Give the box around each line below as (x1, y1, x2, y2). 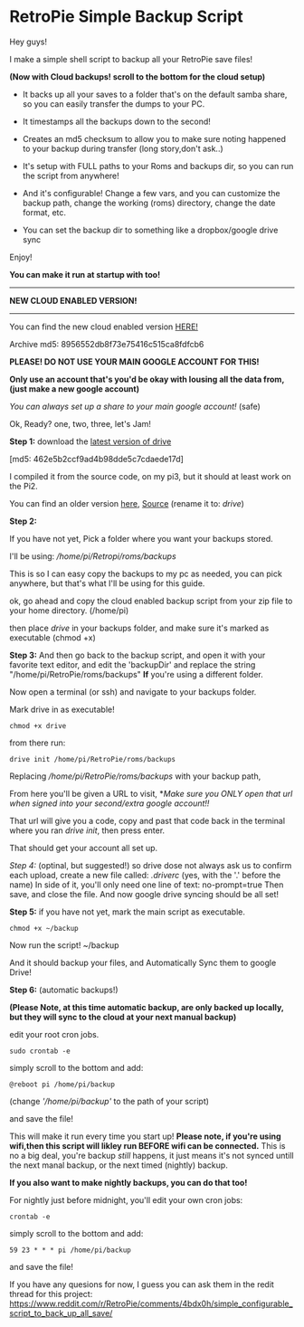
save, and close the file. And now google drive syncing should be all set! (9, 888, 279, 899)
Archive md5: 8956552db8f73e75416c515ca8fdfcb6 (9, 338, 204, 349)
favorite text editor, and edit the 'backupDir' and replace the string (9, 659, 256, 670)
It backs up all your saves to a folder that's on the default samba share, (22, 89, 288, 100)
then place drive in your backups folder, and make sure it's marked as (9, 622, 270, 633)
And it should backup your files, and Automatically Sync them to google (9, 957, 277, 968)
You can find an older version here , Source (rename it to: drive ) (9, 498, 244, 508)
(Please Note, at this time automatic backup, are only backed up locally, (9, 1001, 284, 1012)
